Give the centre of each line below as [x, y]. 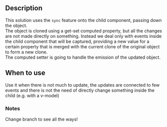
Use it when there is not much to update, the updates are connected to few [82, 85]
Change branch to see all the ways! [41, 119]
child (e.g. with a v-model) [32, 95]
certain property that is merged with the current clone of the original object [82, 46]
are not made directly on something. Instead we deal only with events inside [83, 36]
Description [24, 8]
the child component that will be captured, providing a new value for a [77, 41]
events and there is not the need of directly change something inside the [80, 90]
